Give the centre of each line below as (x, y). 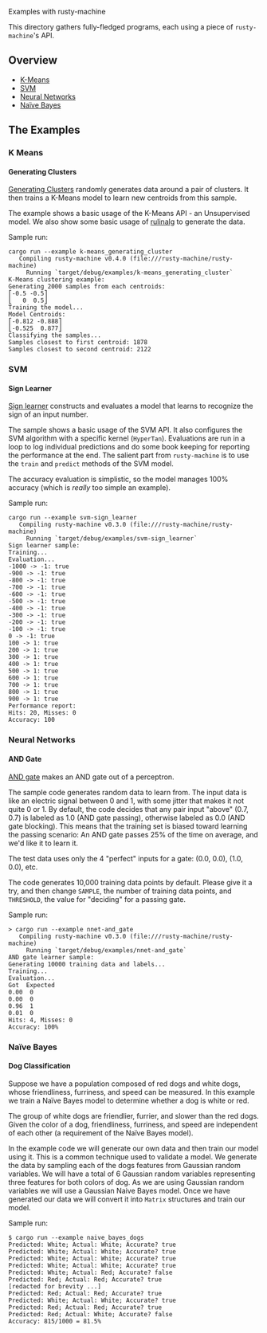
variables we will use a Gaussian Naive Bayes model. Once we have (120, 1190)
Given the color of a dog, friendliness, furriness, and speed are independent (133, 1124)
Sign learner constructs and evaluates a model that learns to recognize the (131, 406)
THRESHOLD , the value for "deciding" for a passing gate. (97, 899)
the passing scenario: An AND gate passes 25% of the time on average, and (133, 834)
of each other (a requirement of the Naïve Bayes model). (101, 1133)
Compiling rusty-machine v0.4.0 (73, 259)
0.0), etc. (23, 867)
